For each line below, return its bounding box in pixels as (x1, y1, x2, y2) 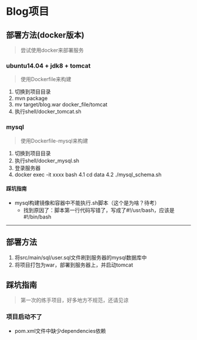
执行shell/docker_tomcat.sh (14, 108, 81, 115)
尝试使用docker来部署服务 (20, 47, 84, 53)
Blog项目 (6, 5, 49, 18)
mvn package (14, 95, 48, 102)
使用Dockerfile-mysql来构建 (20, 137, 89, 144)
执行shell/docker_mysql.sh (14, 157, 80, 164)
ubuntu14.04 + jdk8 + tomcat (6, 62, 91, 70)
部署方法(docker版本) (6, 30, 85, 40)
